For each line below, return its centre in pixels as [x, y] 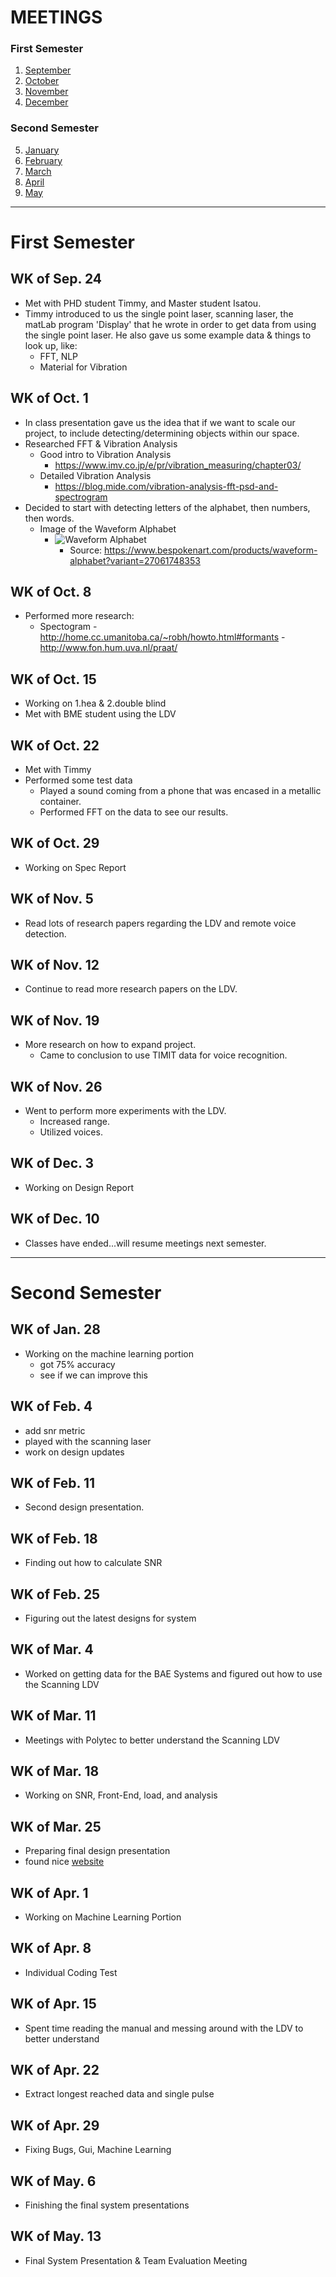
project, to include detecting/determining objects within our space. [162, 433]
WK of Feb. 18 [54, 1538]
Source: [86, 550]
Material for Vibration [83, 367]
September [48, 70]
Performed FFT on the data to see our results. [134, 812]
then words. [49, 518]
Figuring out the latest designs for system [110, 1618]
